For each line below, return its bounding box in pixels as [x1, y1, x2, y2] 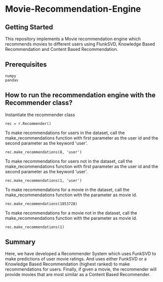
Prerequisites [5, 60, 47, 69]
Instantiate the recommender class [5, 112, 75, 117]
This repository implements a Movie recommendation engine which [5, 36, 141, 42]
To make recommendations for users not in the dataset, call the [5, 158, 133, 164]
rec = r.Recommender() [5, 121, 51, 126]
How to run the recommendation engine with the [5, 91, 156, 99]
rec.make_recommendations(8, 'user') [5, 149, 82, 155]
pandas [5, 77, 19, 83]
